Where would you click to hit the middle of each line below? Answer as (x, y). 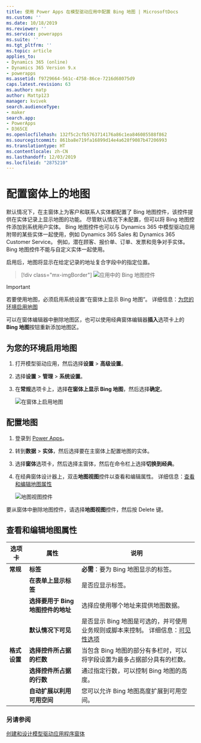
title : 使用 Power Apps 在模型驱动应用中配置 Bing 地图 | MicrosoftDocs (92, 12)
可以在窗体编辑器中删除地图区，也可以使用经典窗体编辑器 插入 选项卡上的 (95, 320)
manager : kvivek (26, 101)
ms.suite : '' (22, 40)
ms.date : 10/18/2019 (32, 23)
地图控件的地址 (50, 610)
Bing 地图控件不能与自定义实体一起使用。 (57, 249)
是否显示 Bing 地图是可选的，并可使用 (134, 621)
